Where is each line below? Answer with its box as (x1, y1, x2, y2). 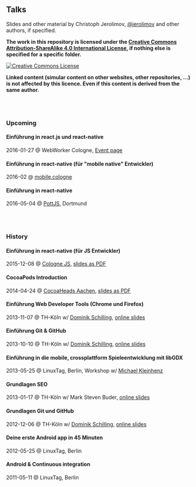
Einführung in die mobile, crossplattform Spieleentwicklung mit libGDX (6, 354, 183, 361)
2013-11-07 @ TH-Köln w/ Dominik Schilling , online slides (6, 314, 146, 321)
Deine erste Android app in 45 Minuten (6, 434, 103, 441)
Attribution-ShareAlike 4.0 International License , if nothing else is (6, 44, 171, 51)
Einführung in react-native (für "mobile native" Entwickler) (6, 160, 153, 167)
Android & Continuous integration (6, 461, 90, 468)
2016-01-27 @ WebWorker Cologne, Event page (6, 146, 123, 153)
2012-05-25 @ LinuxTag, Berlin (6, 447, 82, 454)
